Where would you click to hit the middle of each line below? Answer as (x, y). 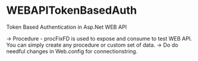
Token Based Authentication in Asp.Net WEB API (67, 27)
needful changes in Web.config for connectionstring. (72, 51)
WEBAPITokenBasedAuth (72, 10)
